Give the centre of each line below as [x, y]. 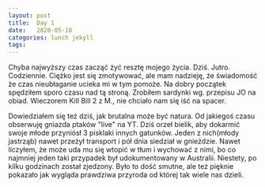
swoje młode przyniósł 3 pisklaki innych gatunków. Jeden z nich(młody [124, 133]
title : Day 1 [32, 23]
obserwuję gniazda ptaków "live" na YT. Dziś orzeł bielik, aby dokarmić [124, 125]
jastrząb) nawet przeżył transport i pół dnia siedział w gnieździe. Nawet [125, 141]
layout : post [30, 15]
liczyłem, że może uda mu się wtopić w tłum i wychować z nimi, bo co [122, 150]
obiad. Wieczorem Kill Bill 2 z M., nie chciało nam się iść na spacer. [117, 101]
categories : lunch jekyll [51, 37]
